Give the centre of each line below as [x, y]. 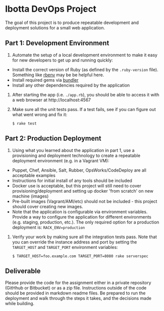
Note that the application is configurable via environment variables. [80, 212]
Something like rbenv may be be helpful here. [58, 75]
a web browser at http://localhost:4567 [51, 100]
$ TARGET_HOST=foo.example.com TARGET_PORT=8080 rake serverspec [80, 256]
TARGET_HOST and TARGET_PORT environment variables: [65, 247]
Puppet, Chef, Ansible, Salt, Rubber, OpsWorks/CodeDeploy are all [79, 170]
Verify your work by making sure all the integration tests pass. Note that [84, 237]
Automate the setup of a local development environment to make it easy [85, 55]
